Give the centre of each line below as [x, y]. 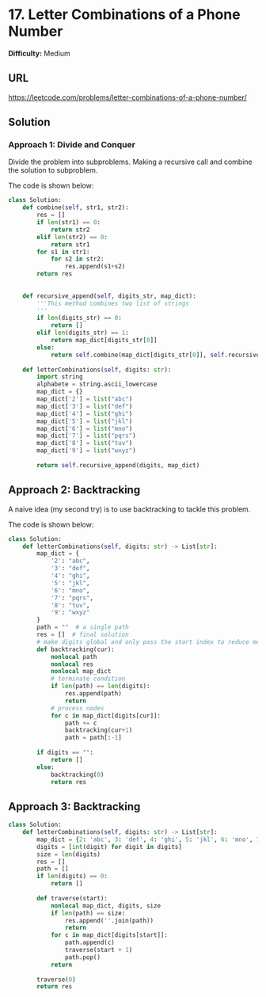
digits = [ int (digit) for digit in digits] [109, 847]
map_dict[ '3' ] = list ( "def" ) [85, 406]
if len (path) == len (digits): [100, 687]
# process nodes [77, 708]
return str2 [70, 230]
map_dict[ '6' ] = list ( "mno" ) [85, 428]
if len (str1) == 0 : [69, 223]
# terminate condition [88, 679]
